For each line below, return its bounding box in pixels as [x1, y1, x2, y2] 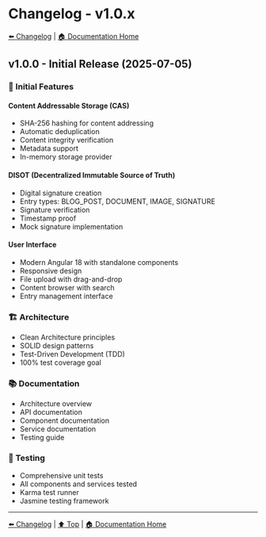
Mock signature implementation [19, 221, 123, 231]
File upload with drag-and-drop [19, 274, 123, 284]
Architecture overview [19, 399, 93, 409]
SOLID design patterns [19, 341, 94, 351]
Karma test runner [19, 487, 79, 497]
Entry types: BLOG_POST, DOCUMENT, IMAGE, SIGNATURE [19, 196, 216, 206]
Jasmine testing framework [19, 496, 109, 505]
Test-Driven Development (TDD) [19, 350, 125, 359]
